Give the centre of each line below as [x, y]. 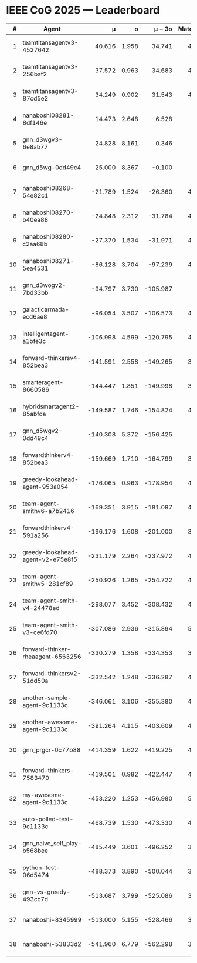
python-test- [41, 867]
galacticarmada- [46, 309]
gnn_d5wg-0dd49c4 [52, 167]
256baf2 [35, 74]
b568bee [35, 851]
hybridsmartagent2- [51, 406]
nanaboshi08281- [48, 115]
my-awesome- [44, 795]
